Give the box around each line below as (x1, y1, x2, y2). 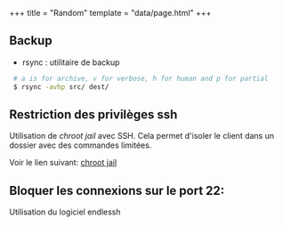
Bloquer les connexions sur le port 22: (9, 182, 225, 198)
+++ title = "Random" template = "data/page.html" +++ (9, 8, 212, 18)
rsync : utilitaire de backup (21, 57, 120, 68)
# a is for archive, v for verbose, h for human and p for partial (12, 74, 269, 83)
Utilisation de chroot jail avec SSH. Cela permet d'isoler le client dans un (9, 131, 274, 141)
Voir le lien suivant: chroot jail (9, 157, 117, 168)
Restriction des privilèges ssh (9, 107, 178, 122)
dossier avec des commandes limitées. (9, 140, 152, 150)
